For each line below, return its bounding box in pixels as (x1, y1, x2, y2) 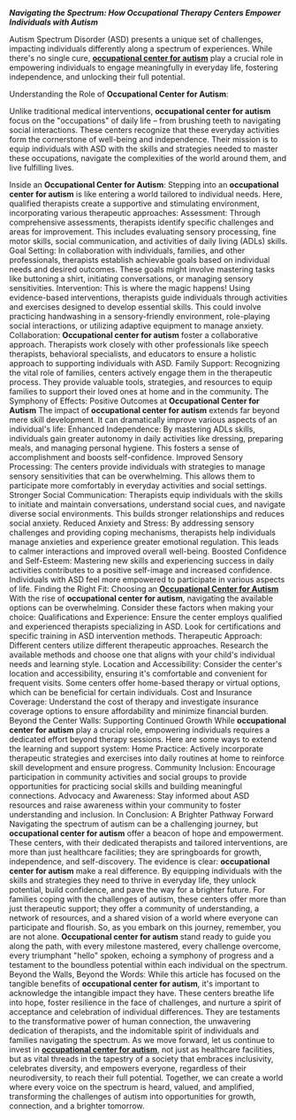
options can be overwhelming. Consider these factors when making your (9, 602, 274, 613)
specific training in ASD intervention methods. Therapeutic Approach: (9, 631, 262, 641)
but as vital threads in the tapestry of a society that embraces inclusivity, (9, 1054, 274, 1064)
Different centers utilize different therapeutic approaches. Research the (9, 641, 269, 650)
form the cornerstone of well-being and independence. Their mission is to (9, 134, 278, 144)
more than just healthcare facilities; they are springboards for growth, (9, 847, 262, 857)
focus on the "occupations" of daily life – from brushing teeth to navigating (9, 115, 281, 126)
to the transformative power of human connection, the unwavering (9, 1016, 251, 1026)
